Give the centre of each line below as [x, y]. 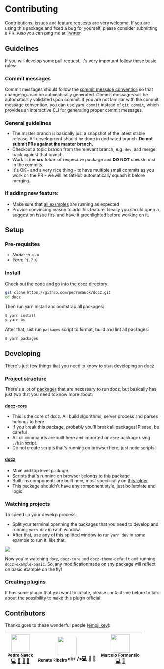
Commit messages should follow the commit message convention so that [79, 89]
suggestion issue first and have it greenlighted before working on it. [81, 215]
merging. [21, 181]
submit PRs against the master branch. [53, 144]
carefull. [21, 432]
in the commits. [28, 165]
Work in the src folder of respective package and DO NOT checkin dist [84, 160]
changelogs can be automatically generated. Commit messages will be [77, 95]
